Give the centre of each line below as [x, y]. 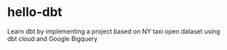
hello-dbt [35, 12]
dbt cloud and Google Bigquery [53, 38]
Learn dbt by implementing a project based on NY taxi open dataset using [114, 31]
